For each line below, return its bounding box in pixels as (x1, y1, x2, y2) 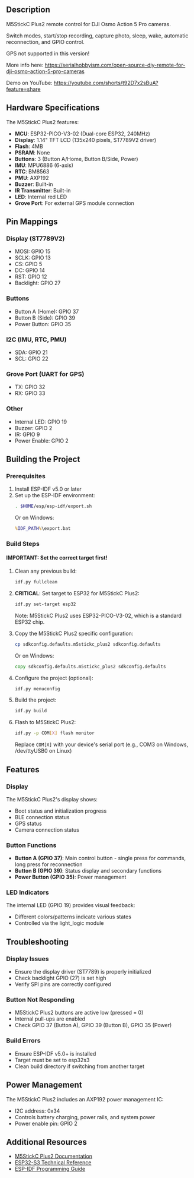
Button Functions (6, 841, 57, 849)
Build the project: (14, 696, 57, 703)
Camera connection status (14, 826, 80, 833)
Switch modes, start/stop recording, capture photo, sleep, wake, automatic (6, 32, 189, 39)
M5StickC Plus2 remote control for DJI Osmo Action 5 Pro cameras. (6, 20, 172, 27)
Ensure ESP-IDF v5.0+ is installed (14, 1050, 96, 1057)
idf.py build (14, 708, 47, 714)
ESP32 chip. (14, 618, 45, 626)
